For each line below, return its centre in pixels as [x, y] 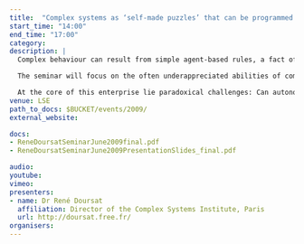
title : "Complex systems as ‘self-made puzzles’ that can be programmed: [153, 18]
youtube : [26, 175]
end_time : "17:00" [44, 34]
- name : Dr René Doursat [56, 201]
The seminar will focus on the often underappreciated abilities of [149, 76]
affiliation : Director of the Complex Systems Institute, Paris [141, 209]
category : [28, 43]
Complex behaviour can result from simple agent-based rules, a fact [151, 60]
